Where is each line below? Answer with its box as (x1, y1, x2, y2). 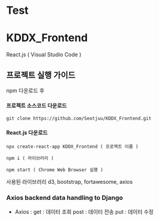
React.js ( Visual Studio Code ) (6, 51, 82, 58)
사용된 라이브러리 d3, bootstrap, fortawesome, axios (6, 178, 133, 186)
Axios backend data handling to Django (6, 193, 123, 202)
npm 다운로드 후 (6, 86, 45, 94)
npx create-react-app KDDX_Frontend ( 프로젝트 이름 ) (6, 144, 139, 150)
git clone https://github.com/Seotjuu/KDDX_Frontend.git (6, 115, 152, 122)
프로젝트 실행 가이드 (6, 70, 76, 80)
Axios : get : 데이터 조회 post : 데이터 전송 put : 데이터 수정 (14, 208, 154, 215)
